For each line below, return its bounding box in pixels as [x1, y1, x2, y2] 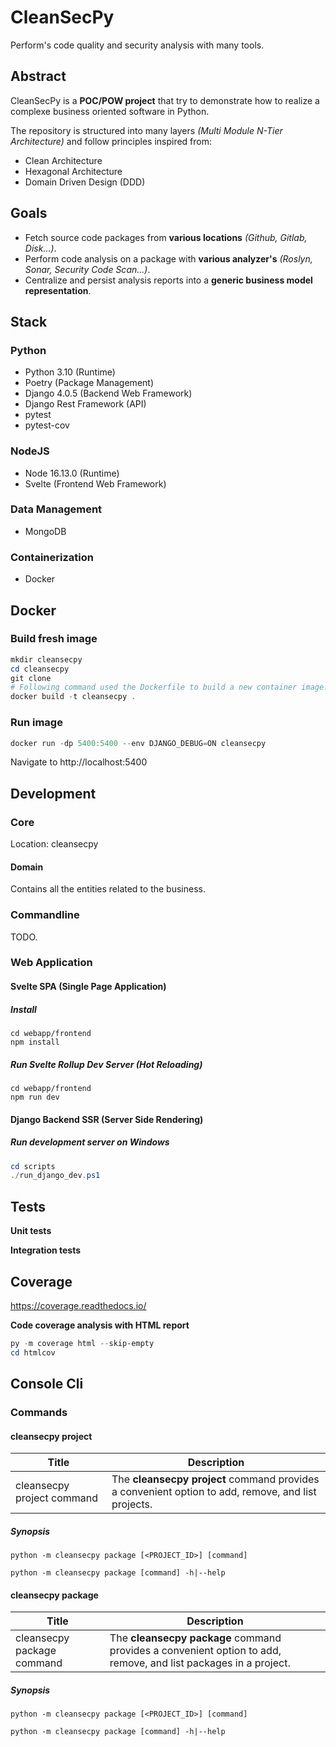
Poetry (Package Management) [24, 377, 155, 389]
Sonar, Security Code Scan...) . [24, 263, 151, 275]
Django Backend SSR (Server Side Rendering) [10, 1113, 204, 1125]
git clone [10, 673, 52, 683]
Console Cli [10, 1376, 84, 1393]
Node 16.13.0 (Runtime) [24, 467, 120, 479]
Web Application [10, 956, 93, 970]
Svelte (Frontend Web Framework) [24, 477, 167, 490]
